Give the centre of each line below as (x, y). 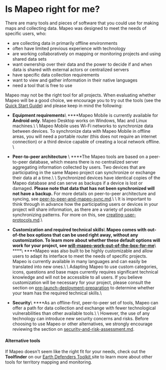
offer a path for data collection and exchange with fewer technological (84, 308)
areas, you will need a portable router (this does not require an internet (84, 136)
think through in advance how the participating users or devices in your (85, 204)
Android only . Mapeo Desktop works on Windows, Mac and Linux (80, 120)
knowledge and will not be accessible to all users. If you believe (77, 277)
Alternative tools (23, 340)
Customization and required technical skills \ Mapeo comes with (79, 229)
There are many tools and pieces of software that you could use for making (82, 23)
